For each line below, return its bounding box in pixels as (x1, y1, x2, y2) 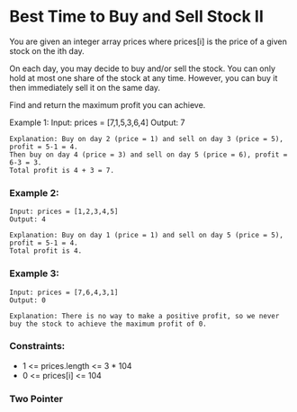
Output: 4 (9, 215, 47, 224)
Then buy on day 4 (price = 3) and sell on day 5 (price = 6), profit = (9, 150, 288, 159)
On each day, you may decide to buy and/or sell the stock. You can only (9, 63, 276, 74)
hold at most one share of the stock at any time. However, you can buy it (9, 72, 278, 83)
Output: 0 (9, 295, 47, 305)
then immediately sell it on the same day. (9, 82, 160, 93)
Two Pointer (9, 392, 63, 405)
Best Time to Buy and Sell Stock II (9, 6, 264, 27)
